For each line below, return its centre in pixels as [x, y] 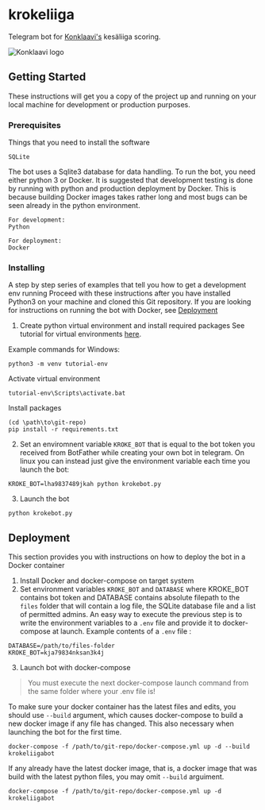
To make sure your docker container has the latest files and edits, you [122, 707]
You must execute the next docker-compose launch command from [138, 683]
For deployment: [35, 241]
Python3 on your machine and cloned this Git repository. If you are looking [130, 302]
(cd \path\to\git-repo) [48, 422]
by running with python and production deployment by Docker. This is [122, 189]
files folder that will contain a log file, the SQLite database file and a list [138, 606]
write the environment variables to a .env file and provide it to [120, 623]
